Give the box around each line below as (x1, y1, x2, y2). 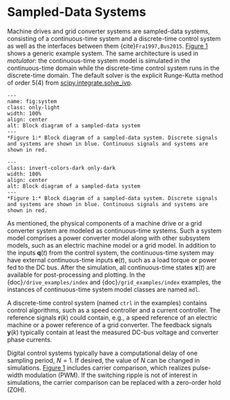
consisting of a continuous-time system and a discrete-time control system (7, 34, 221, 42)
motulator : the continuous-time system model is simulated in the (7, 56, 191, 64)
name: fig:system (7, 98, 57, 104)
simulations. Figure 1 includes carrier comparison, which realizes (7, 363, 191, 372)
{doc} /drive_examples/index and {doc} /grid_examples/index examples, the (7, 278, 222, 286)
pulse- (192, 363, 211, 372)
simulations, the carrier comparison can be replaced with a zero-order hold (7, 378, 221, 386)
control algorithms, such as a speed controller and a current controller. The (7, 306, 221, 314)
